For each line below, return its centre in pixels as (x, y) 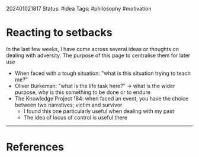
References (35, 147)
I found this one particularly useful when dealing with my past (99, 111)
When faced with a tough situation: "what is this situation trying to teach (102, 73)
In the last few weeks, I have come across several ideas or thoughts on (93, 49)
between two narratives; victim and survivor (68, 105)
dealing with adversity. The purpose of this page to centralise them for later (98, 55)
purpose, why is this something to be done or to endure (83, 92)
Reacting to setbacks (59, 33)
